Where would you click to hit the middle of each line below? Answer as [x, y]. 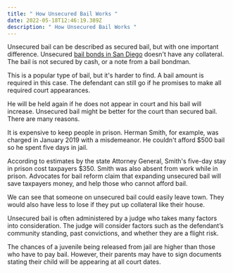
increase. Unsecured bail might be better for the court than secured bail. [112, 112]
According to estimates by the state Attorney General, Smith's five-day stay [117, 161]
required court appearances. [49, 90]
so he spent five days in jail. [48, 148]
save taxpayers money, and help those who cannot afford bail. [97, 184]
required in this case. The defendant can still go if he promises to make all [114, 83]
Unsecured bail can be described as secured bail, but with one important [113, 47]
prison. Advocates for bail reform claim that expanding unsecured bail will [114, 176]
